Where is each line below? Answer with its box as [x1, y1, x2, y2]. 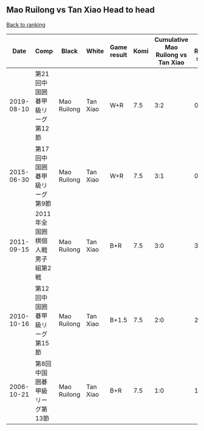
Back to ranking [6, 21, 46, 28]
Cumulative [154, 35, 189, 44]
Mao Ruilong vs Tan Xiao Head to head [6, 5, 155, 15]
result [110, 50, 127, 59]
